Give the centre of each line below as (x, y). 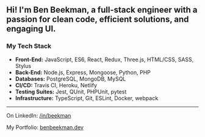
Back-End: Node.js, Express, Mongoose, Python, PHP (83, 72)
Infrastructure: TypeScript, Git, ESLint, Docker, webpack (87, 98)
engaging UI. (31, 29)
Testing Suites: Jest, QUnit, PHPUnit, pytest (71, 92)
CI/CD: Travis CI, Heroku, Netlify (56, 85)
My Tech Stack (29, 46)
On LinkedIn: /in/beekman (39, 115)
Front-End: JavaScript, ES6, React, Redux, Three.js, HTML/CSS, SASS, (104, 59)
